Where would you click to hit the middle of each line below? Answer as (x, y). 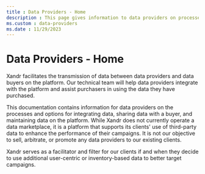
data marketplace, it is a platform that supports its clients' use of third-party (102, 127)
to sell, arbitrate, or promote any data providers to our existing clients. (94, 140)
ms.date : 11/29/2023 (34, 29)
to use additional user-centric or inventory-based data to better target (94, 158)
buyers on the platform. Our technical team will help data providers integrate (102, 82)
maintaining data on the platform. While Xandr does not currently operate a (100, 120)
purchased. (21, 96)
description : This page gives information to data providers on (91, 18)
